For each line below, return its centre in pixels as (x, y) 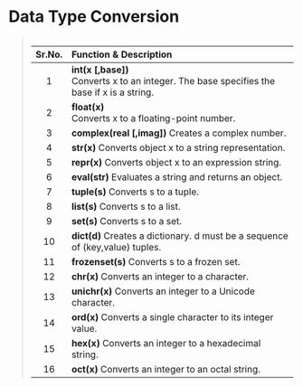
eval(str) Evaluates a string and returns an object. (177, 176)
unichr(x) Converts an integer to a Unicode (163, 291)
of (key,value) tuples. (116, 247)
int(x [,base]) (100, 70)
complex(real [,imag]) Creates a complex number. (179, 133)
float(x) (88, 107)
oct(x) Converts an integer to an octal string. (166, 369)
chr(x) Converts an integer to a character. (160, 276)
